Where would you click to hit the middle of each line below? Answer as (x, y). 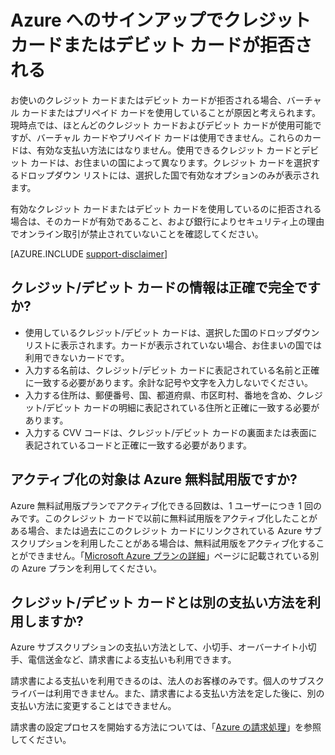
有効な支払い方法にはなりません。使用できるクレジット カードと (169, 150)
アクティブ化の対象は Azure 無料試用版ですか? (154, 479)
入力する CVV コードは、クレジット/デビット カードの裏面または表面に (171, 432)
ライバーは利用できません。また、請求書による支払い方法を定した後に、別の (167, 693)
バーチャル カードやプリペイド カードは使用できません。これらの (170, 137)
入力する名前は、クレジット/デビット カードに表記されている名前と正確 (172, 370)
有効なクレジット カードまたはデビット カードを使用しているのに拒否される (166, 208)
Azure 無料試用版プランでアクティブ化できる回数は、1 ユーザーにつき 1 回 (161, 505)
